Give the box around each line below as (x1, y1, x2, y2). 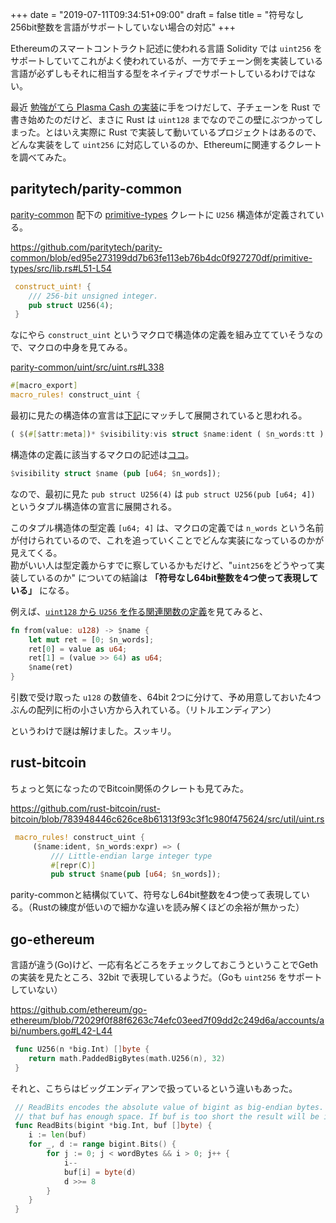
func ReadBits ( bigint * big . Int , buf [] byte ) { (14, 1121, 213, 1131)
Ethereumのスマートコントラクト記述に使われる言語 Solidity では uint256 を (10, 43, 323, 54)
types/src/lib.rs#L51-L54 (10, 262, 112, 274)
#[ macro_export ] (10, 381, 78, 391)
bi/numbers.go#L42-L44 (10, 1025, 113, 1037)
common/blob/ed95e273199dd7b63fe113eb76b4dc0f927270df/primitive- (10, 251, 313, 263)
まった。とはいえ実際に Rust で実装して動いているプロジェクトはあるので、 (10, 126, 322, 138)
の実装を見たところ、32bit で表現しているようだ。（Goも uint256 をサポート (10, 971, 323, 983)
